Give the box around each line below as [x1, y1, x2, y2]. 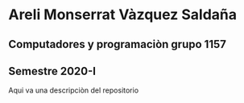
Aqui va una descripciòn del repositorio [8, 85, 139, 95]
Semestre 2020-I [8, 64, 97, 77]
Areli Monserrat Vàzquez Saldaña [8, 6, 238, 24]
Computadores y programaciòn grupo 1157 [8, 38, 227, 51]
